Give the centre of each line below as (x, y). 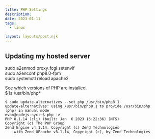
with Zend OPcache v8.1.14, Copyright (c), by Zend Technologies (82, 132)
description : (18, 14)
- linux (17, 28)
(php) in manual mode (27, 110)
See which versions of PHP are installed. (46, 88)
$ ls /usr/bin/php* (23, 93)
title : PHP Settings (26, 10)
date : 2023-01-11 (23, 19)
